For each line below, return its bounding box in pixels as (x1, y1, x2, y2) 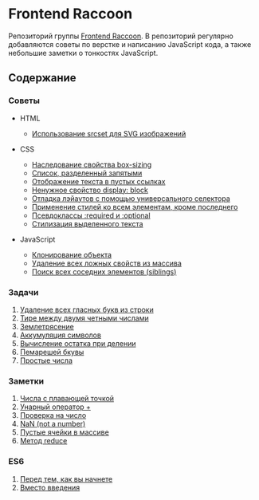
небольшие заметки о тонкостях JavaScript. (8, 48, 159, 57)
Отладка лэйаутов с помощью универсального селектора (31, 193, 231, 203)
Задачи (8, 286, 39, 297)
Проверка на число (19, 411, 87, 420)
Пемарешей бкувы (19, 347, 84, 356)
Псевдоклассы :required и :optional (31, 211, 151, 220)
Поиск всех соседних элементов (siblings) (31, 266, 177, 276)
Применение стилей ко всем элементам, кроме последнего (31, 202, 238, 211)
